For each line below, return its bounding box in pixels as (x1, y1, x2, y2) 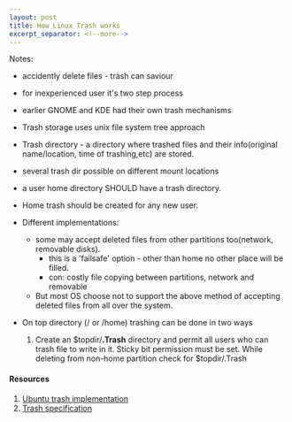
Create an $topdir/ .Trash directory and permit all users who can (35, 334, 269, 345)
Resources (9, 373, 50, 384)
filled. (48, 263, 69, 273)
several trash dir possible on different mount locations (21, 165, 219, 177)
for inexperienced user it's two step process (21, 88, 184, 98)
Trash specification (21, 403, 93, 413)
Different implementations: (21, 218, 119, 228)
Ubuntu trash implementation (21, 393, 129, 403)
